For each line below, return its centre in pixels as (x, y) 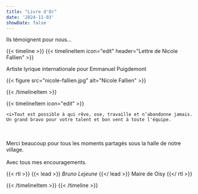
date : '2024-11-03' (30, 17)
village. (15, 150)
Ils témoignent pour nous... (39, 40)
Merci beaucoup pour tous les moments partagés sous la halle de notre (94, 143)
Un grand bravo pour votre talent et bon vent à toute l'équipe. (89, 120)
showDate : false (26, 23)
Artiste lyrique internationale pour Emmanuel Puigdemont (76, 69)
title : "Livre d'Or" (32, 12)
